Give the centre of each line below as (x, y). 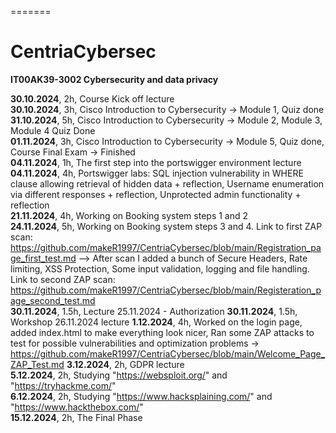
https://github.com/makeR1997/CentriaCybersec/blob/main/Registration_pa (166, 247)
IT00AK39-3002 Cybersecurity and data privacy (114, 79)
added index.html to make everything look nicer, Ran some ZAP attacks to (162, 332)
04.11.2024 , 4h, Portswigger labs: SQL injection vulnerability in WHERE (157, 173)
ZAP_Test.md (37, 364)
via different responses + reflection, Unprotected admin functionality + (156, 194)
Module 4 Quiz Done (53, 130)
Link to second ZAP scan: (63, 279)
